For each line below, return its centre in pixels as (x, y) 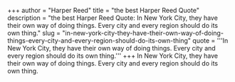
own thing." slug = (34, 33)
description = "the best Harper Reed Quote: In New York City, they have (113, 18)
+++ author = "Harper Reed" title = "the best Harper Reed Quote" (103, 10)
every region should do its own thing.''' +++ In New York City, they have (113, 56)
